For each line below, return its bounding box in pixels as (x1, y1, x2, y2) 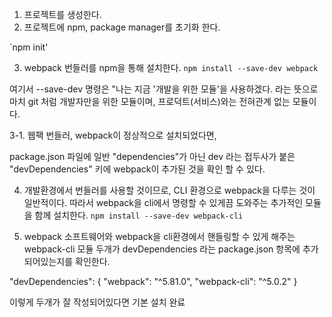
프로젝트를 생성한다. (23, 9, 102, 20)
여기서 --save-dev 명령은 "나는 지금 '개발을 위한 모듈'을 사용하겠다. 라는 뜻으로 (9, 83, 319, 95)
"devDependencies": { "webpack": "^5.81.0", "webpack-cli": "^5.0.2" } (9, 276, 298, 287)
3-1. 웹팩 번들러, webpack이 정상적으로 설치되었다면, (9, 129, 217, 141)
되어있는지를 (23, 256, 74, 267)
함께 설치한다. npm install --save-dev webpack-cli (34, 209, 244, 221)
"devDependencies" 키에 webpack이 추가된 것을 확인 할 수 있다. (9, 163, 266, 175)
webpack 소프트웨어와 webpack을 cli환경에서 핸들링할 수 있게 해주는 (23, 231, 296, 242)
